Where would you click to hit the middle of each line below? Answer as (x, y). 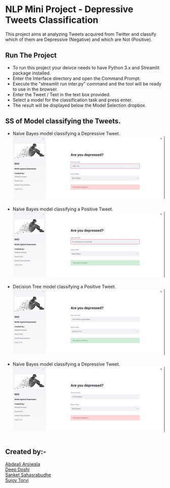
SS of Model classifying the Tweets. (63, 121)
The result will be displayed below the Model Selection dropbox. (79, 105)
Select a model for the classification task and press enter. (72, 100)
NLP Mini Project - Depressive (69, 9)
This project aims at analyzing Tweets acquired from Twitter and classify (81, 34)
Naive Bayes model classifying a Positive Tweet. (63, 209)
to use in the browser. (35, 89)
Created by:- (26, 452)
